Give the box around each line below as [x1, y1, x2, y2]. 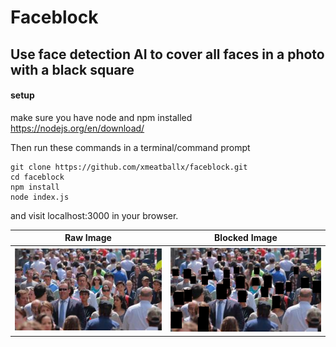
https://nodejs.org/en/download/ [10, 122, 145, 134]
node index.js [10, 192, 70, 202]
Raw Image [64, 232, 112, 244]
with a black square [10, 61, 135, 78]
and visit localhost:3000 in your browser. [10, 209, 179, 221]
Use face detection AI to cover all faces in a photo [10, 46, 325, 63]
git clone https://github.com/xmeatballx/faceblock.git [10, 162, 248, 172]
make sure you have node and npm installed [10, 111, 193, 123]
